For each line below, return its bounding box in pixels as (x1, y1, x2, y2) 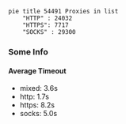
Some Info (8, 46, 49, 57)
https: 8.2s (19, 100, 55, 110)
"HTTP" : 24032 (22, 14, 73, 22)
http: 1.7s (19, 92, 50, 102)
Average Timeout (8, 66, 67, 75)
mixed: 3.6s (19, 84, 58, 93)
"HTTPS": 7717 (22, 21, 69, 29)
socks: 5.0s (19, 109, 58, 118)
